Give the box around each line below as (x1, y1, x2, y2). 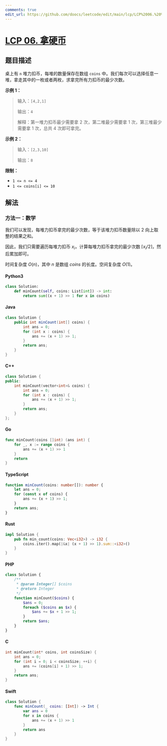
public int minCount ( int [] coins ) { (14, 320, 90, 325)
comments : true (5, 7, 37, 12)
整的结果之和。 (5, 233, 36, 239)
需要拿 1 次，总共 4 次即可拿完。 (17, 125, 84, 131)
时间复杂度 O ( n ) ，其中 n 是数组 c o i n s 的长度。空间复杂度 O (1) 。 (5, 261, 135, 267)
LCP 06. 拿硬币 (5, 35, 66, 46)
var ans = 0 (23, 709, 48, 714)
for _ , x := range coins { (14, 442, 70, 447)
